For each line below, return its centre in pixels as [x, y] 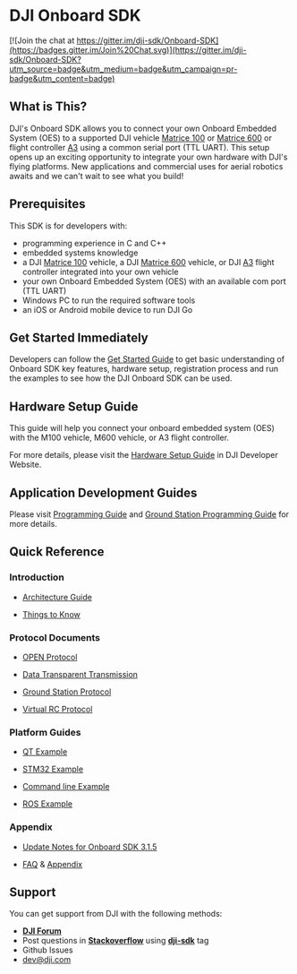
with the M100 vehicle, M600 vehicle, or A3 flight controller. [119, 438]
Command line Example [66, 787]
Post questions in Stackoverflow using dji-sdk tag [115, 941]
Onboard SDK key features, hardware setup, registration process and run [144, 369]
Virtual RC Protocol [57, 709]
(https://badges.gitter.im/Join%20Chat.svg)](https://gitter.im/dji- [128, 49]
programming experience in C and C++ [94, 243]
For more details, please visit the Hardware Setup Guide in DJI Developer [144, 455]
